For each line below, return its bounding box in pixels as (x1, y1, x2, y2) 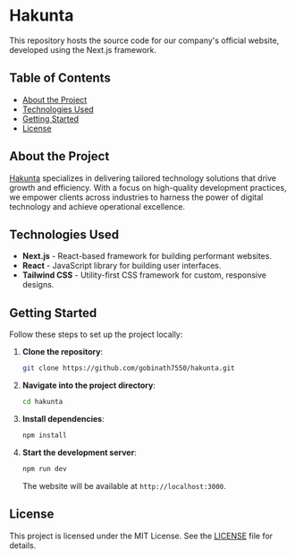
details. (9, 539, 37, 551)
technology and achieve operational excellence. (9, 201, 186, 211)
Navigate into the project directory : (21, 380, 156, 391)
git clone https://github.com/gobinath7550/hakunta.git (21, 364, 235, 373)
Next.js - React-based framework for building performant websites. (21, 251, 273, 262)
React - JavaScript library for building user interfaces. (21, 261, 222, 271)
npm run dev (21, 464, 67, 473)
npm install (21, 431, 67, 440)
